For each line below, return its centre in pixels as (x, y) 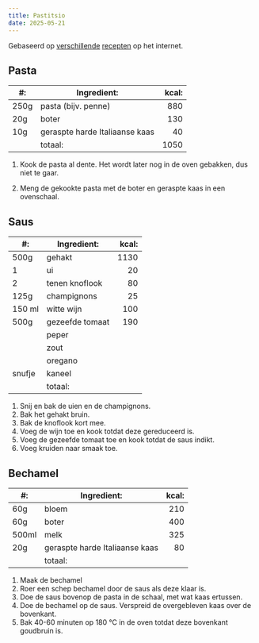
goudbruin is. (41, 630)
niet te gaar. (39, 173)
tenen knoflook (74, 283)
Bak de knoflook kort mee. (63, 423)
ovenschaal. (39, 197)
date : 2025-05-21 (37, 23)
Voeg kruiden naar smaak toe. (69, 449)
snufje (24, 374)
